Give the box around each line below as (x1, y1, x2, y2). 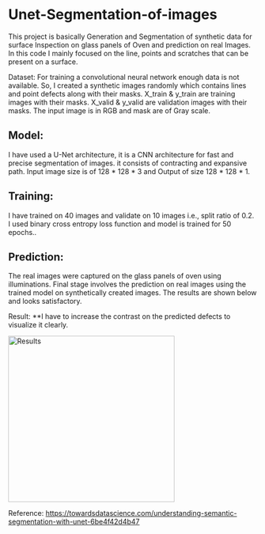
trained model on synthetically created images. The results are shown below (8, 288, 257, 297)
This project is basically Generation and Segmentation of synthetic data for (8, 32, 253, 41)
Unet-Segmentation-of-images (8, 6, 218, 24)
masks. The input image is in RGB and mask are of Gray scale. (8, 105, 211, 116)
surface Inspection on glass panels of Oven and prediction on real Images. (8, 40, 252, 49)
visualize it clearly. (8, 320, 69, 330)
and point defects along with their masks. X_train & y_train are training (8, 89, 236, 98)
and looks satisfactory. (8, 297, 82, 306)
